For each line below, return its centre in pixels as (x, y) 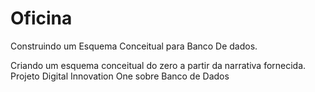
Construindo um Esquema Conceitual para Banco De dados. (134, 46)
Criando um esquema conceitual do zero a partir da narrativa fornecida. (158, 65)
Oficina (41, 18)
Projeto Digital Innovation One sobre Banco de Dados (120, 76)
